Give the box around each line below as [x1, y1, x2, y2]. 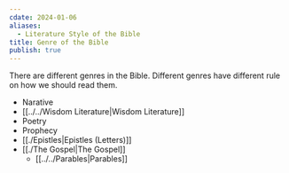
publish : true [9, 46, 62, 55]
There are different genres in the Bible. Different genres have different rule [9, 70, 281, 81]
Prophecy [21, 125, 58, 136]
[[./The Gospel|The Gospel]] [21, 144, 126, 155]
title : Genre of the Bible [9, 37, 109, 47]
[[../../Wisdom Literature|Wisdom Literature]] [21, 106, 185, 117]
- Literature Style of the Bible [17, 29, 141, 38]
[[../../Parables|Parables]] [35, 153, 129, 164]
